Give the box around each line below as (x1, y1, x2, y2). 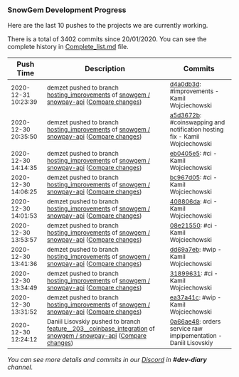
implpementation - (169, 332, 223, 340)
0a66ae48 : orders (169, 318, 221, 326)
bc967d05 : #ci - (169, 174, 218, 182)
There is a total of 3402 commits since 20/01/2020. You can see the (7, 35, 207, 43)
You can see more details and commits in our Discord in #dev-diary (7, 356, 208, 364)
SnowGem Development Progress (7, 5, 127, 15)
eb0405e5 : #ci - (169, 149, 218, 158)
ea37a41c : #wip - (169, 294, 222, 302)
